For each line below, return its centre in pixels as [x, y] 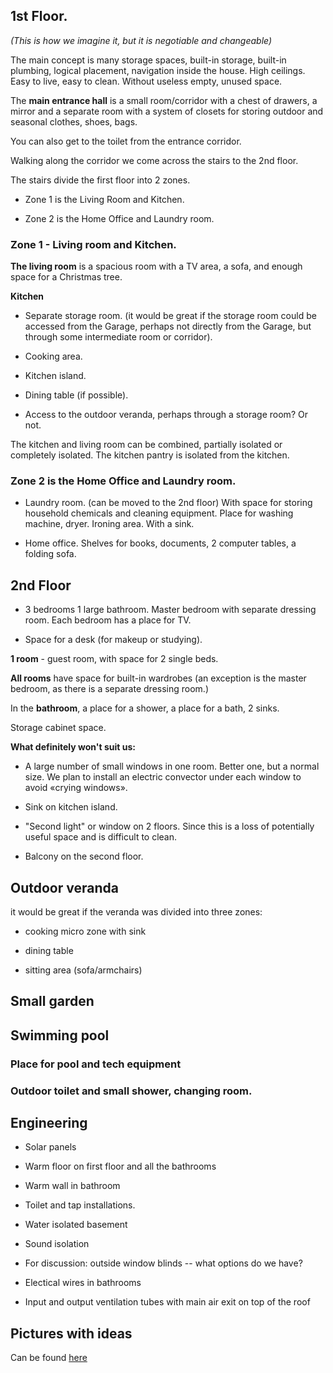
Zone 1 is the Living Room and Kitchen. [104, 199]
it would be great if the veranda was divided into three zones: [136, 912]
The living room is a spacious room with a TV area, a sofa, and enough [156, 266]
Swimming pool [60, 1035]
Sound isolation [57, 1244]
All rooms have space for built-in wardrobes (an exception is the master [158, 678]
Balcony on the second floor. [84, 856]
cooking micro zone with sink [85, 931]
